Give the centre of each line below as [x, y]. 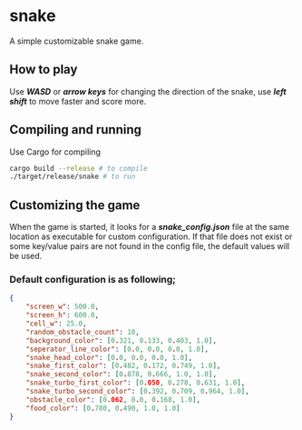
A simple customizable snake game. [77, 41]
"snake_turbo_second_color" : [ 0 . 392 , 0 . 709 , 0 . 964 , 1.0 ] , [137, 392]
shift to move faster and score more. [78, 101]
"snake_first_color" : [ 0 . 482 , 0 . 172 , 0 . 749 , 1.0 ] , [123, 366]
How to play [44, 70]
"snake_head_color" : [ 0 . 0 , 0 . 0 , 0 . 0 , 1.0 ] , [109, 357]
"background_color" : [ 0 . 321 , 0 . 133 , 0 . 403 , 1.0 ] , [122, 340]
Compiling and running [76, 130]
